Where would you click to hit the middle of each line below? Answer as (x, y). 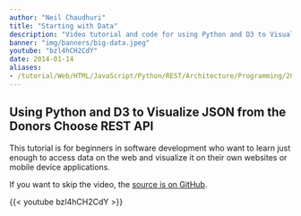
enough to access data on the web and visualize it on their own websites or (148, 157)
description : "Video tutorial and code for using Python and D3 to (138, 34)
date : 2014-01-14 (42, 59)
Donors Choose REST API (82, 126)
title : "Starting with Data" (64, 26)
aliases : (26, 68)
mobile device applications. (60, 167)
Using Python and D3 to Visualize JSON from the (148, 112)
